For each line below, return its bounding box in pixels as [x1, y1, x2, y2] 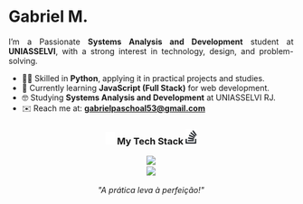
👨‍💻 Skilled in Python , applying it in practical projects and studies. [21, 72, 265, 83]
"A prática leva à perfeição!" [98, 184, 204, 195]
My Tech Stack [116, 134, 185, 147]
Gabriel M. [8, 6, 89, 27]
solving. [8, 55, 38, 66]
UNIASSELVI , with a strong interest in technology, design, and [8, 45, 255, 56]
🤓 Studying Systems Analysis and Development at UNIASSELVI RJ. [21, 92, 277, 103]
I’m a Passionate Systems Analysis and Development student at [8, 36, 294, 47]
